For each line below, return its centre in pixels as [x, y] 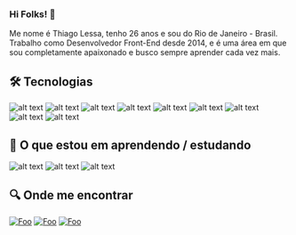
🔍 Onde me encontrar [71, 195]
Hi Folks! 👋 [32, 14]
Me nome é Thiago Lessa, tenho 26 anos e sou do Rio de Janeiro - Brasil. [144, 34]
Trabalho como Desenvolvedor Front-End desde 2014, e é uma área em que [148, 43]
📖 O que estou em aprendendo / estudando [130, 145]
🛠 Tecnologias [51, 81]
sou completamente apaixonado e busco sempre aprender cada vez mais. [145, 53]
